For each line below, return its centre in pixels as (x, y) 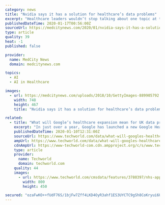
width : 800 (34, 182)
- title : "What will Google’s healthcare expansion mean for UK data (82, 123)
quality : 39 (17, 37)
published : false (23, 46)
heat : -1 (14, 42)
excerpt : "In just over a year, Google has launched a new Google (83, 127)
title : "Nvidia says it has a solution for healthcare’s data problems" (81, 14)
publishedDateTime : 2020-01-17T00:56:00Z (48, 23)
